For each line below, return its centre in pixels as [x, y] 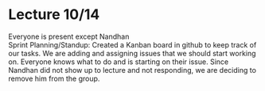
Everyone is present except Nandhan [69, 36]
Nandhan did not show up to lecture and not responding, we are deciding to [132, 70]
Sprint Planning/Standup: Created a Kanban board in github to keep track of [132, 44]
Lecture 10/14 [54, 15]
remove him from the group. [54, 78]
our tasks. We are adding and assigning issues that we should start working [132, 53]
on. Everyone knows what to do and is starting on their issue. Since [119, 62]
